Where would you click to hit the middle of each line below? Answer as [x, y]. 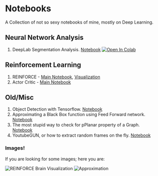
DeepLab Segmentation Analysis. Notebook [56, 49]
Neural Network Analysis [44, 38]
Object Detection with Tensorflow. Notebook [57, 109]
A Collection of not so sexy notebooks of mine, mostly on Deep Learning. [79, 22]
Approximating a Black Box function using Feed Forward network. [79, 115]
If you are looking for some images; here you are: [55, 159]
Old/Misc [19, 97]
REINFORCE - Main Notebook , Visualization [56, 77]
